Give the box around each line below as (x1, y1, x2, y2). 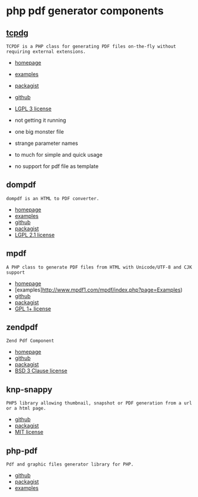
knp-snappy (6, 384, 53, 394)
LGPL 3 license (14, 105, 52, 112)
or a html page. (6, 406, 46, 411)
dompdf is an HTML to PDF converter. (6, 195, 100, 201)
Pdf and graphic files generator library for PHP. (6, 461, 134, 467)
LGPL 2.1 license (14, 231, 55, 238)
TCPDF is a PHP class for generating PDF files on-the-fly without (6, 43, 177, 49)
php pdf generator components (6, 4, 164, 18)
